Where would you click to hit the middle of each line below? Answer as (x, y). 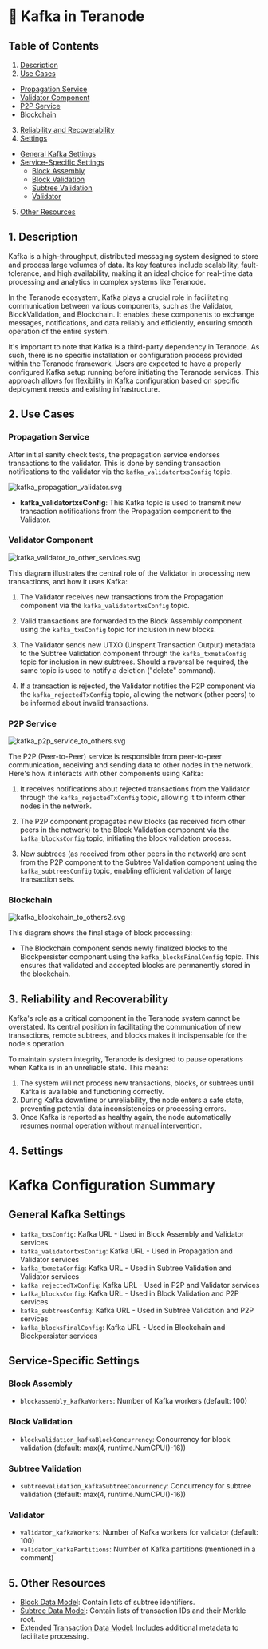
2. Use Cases (41, 414)
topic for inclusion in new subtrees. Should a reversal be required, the (134, 662)
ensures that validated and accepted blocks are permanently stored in (135, 966)
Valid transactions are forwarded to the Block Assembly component (131, 621)
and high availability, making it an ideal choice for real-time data (148, 273)
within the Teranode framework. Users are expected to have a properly (125, 364)
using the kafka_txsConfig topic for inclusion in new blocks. (118, 629)
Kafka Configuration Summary (112, 1185)
